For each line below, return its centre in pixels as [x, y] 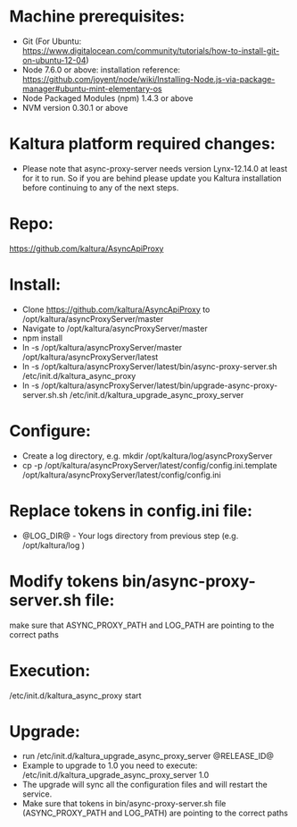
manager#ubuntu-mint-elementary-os [92, 89]
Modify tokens [64, 581]
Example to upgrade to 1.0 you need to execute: [110, 765]
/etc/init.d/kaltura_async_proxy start [75, 696]
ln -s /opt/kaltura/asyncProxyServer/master [102, 347]
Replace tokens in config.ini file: [131, 511]
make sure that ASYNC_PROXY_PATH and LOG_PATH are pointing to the [142, 625]
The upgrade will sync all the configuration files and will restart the [144, 785]
